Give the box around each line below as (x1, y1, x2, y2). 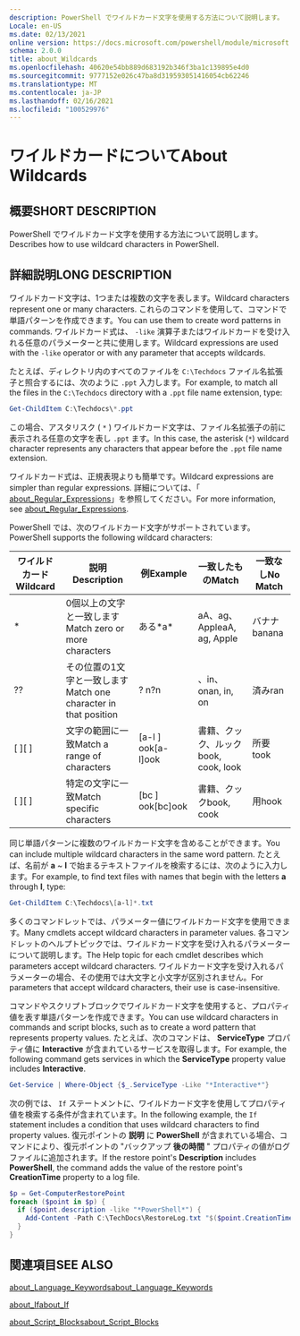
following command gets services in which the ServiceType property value (9, 1053, 286, 1064)
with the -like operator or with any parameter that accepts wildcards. (9, 347, 266, 358)
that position (65, 708, 119, 721)
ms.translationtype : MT (9, 80, 98, 89)
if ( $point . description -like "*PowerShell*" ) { (17, 1205, 202, 1214)
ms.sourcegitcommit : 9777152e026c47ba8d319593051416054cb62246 (9, 72, 250, 81)
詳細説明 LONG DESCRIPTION (9, 267, 172, 282)
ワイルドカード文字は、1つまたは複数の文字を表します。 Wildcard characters (9, 293, 290, 304)
